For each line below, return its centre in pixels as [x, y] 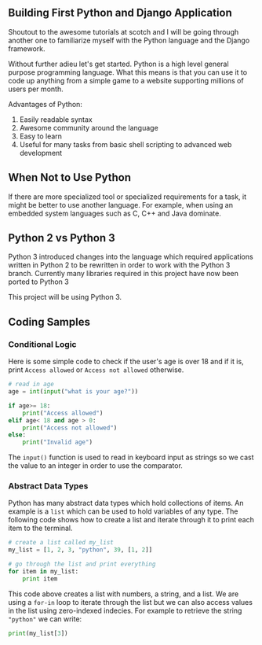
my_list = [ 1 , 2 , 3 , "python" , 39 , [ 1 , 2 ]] [80, 550]
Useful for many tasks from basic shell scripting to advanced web [126, 144]
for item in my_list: [44, 572]
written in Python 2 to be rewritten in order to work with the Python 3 [119, 265]
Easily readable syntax [56, 119]
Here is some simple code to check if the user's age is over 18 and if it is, [126, 362]
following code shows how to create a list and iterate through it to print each [131, 520]
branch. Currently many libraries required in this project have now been [124, 274]
